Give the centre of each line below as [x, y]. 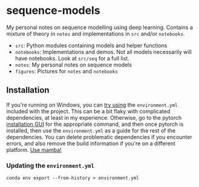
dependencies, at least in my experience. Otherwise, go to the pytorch [94, 117]
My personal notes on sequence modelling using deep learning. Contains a [100, 27]
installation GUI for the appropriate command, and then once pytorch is [95, 124]
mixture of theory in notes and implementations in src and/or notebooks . [96, 33]
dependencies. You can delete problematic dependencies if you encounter [99, 137]
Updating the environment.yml [51, 165]
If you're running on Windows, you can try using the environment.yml [92, 105]
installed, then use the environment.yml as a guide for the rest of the [91, 130]
